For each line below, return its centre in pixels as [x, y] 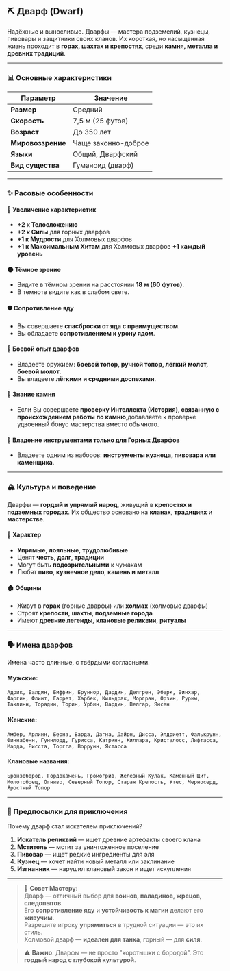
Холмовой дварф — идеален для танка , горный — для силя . [113, 939]
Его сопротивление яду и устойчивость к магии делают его [113, 911]
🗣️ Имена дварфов [40, 645]
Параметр [38, 98]
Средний [88, 110]
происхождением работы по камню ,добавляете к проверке [106, 417]
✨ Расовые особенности [50, 193]
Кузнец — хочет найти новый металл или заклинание [95, 861]
